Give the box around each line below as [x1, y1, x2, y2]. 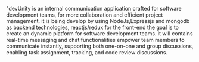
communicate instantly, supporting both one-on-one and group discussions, [6, 43, 194, 50]
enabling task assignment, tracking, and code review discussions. [6, 49, 168, 56]
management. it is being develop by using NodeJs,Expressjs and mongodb [6, 18, 190, 24]
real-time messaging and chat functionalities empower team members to [6, 37, 185, 43]
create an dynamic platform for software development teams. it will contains [6, 30, 193, 37]
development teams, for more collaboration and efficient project [6, 11, 163, 18]
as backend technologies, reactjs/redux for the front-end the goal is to [6, 24, 179, 31]
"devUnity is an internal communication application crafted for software [6, 5, 182, 12]
